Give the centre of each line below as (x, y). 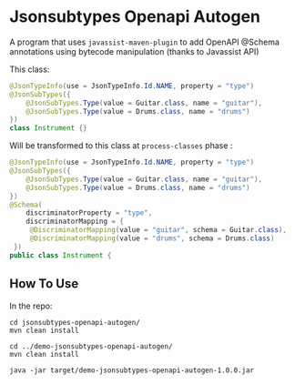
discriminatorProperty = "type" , (89, 213)
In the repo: (31, 306)
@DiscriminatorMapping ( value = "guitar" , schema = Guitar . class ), (158, 230)
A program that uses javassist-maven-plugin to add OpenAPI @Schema (145, 42)
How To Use (44, 284)
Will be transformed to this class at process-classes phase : (121, 146)
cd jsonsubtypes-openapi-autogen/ (75, 322)
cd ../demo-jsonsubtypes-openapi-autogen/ (91, 346)
